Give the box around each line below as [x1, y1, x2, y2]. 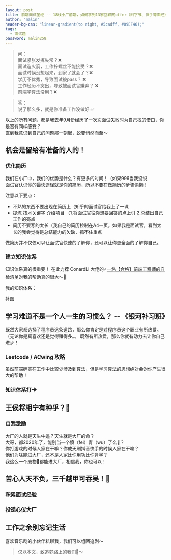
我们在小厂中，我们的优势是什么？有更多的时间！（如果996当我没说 [5, 175, 148, 181]
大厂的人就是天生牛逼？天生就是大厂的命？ [5, 432, 95, 439]
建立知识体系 [5, 253, 37, 261]
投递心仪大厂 [5, 506, 37, 513]
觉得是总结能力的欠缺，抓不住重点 [30, 228, 102, 235]
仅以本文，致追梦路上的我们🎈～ [17, 549, 83, 555]
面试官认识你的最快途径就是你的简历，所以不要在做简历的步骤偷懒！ [5, 182, 148, 188]
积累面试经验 [5, 491, 37, 498]
